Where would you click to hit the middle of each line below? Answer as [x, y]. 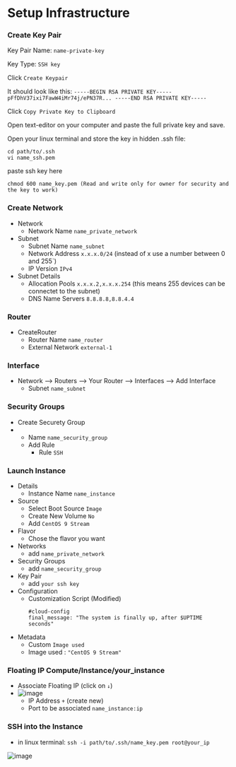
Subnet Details [39, 276]
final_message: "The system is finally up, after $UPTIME [115, 617]
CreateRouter [37, 332]
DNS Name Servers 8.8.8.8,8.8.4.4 [81, 298]
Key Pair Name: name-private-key [56, 50]
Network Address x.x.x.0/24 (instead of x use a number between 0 [126, 253]
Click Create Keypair [38, 78]
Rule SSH [51, 452]
